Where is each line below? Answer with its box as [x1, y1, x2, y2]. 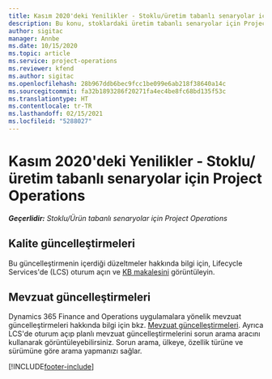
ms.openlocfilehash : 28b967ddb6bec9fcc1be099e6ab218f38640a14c [8, 79, 227, 87]
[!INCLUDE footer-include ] [8, 362, 95, 372]
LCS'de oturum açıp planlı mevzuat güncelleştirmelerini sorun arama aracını [8, 329, 261, 339]
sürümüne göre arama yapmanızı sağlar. [8, 346, 142, 356]
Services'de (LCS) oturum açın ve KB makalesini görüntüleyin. [8, 266, 215, 276]
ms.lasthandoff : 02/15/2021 [8, 110, 104, 118]
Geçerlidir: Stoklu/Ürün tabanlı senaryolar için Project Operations [8, 213, 228, 223]
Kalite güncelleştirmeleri [8, 236, 135, 251]
